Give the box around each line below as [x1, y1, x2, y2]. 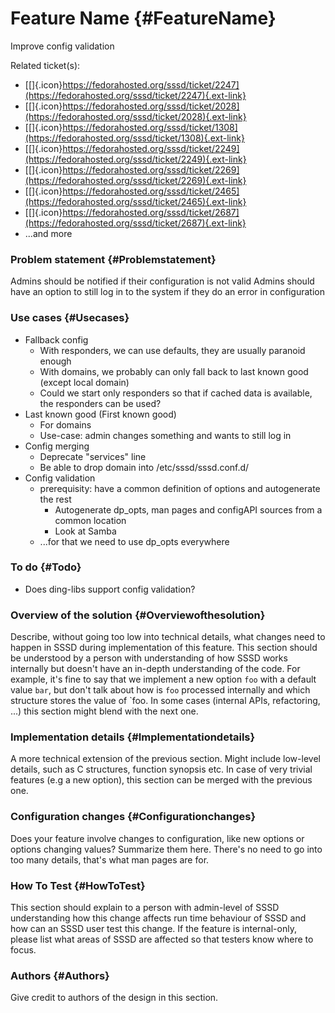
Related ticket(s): [10, 59, 81, 71]
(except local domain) [39, 376, 130, 388]
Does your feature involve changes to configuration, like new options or [10, 832, 305, 844]
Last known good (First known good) [24, 408, 177, 420]
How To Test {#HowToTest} [10, 878, 146, 892]
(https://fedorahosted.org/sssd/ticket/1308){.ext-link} [24, 132, 245, 144]
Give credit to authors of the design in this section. [10, 992, 219, 1004]
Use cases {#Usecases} [10, 311, 130, 325]
